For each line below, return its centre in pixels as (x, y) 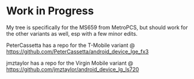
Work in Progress (50, 11)
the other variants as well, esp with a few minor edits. (72, 33)
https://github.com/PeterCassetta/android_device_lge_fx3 (78, 51)
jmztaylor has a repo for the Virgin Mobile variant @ (70, 63)
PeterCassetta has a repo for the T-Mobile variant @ (71, 45)
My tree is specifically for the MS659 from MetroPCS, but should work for (97, 27)
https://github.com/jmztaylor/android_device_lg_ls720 (73, 69)
